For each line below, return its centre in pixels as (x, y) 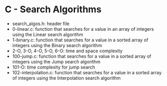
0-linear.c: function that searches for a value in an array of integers (83, 29)
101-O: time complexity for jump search (54, 67)
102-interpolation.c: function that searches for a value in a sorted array (87, 72)
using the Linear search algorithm (48, 34)
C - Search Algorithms (53, 9)
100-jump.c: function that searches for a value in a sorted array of (82, 56)
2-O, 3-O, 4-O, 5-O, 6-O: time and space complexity (67, 51)
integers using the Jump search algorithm (56, 61)
